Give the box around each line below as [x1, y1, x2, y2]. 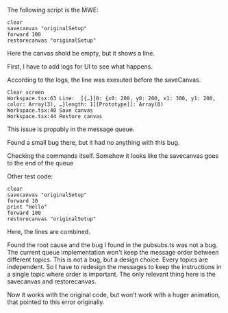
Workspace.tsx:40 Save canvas [7, 107, 94, 114]
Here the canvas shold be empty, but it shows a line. [7, 49, 155, 57]
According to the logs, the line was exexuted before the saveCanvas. [7, 76, 201, 84]
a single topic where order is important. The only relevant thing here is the [7, 270, 216, 278]
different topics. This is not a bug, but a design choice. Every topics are [7, 255, 209, 264]
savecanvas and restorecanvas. [7, 277, 97, 286]
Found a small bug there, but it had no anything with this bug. [7, 139, 180, 146]
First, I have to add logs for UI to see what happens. [7, 62, 153, 71]
